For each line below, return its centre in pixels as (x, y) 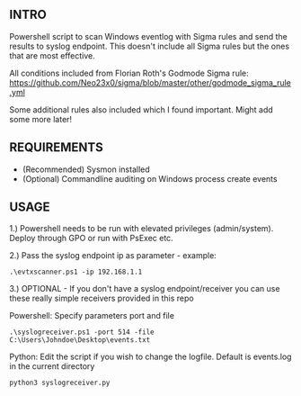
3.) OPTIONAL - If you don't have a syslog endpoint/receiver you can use (145, 289)
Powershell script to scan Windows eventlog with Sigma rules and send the (148, 36)
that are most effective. (53, 55)
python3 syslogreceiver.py (60, 383)
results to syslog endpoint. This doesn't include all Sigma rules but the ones (150, 46)
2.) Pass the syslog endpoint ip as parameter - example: (113, 256)
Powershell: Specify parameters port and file (92, 316)
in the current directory (52, 366)
